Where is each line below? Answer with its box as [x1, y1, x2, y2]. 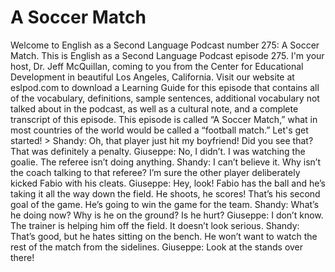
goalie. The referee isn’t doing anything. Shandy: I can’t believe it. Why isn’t [10, 156, 321, 168]
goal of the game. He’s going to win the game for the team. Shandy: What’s [10, 198, 320, 210]
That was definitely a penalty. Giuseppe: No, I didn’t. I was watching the [10, 145, 306, 157]
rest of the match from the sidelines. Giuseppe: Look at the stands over [10, 241, 304, 253]
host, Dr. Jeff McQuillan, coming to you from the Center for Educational [10, 60, 304, 72]
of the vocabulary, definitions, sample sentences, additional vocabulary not [10, 92, 320, 104]
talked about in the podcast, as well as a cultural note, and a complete [10, 102, 299, 115]
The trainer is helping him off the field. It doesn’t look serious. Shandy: [10, 219, 300, 231]
